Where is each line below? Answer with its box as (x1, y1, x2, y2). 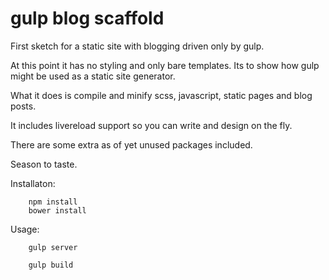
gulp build (28, 260, 74, 270)
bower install (28, 205, 87, 216)
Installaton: (10, 177, 56, 189)
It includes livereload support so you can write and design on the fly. (10, 119, 293, 131)
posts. (10, 100, 37, 112)
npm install (28, 197, 78, 207)
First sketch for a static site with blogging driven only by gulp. (10, 40, 265, 52)
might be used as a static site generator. (10, 70, 176, 82)
